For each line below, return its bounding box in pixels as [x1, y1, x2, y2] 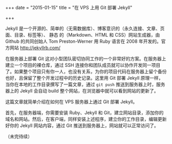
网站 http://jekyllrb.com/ [9, 45, 60, 50]
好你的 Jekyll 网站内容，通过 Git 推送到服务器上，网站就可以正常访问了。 [5, 122, 159, 129]
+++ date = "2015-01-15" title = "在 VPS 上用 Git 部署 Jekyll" [5, 5, 133, 10]
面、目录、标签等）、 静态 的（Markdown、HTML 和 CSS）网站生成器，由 [5, 32, 160, 38]
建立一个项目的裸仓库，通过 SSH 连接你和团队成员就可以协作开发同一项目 [5, 62, 161, 68]
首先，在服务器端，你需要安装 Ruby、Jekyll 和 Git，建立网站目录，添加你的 [5, 110, 164, 116]
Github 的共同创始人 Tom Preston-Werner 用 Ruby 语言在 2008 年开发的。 [5, 38, 161, 44]
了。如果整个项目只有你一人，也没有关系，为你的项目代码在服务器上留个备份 [5, 68, 167, 75]
